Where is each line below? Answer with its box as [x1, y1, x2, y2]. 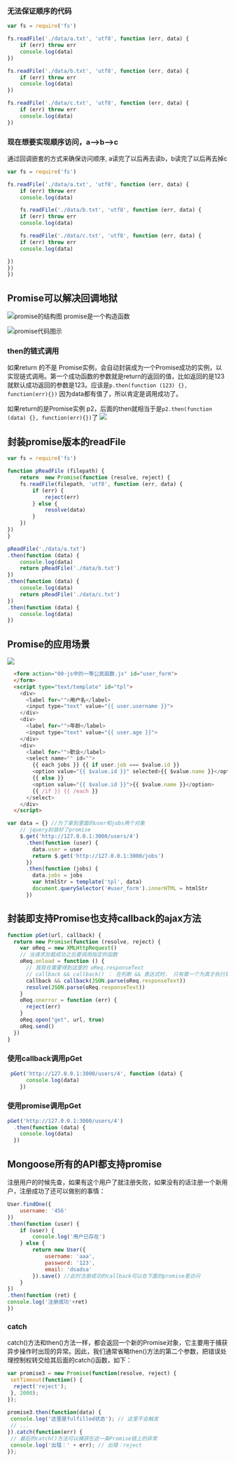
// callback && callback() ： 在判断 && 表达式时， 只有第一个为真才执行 [25, 971, 225, 978]
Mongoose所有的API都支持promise [7, 1158, 162, 1170]
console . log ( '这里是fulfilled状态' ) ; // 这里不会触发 [10, 1416, 159, 1423]
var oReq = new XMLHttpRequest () [20, 945, 117, 952]
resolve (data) [44, 507, 86, 514]
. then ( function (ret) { [7, 1292, 77, 1299]
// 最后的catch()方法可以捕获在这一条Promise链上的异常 [10, 1435, 157, 1442]
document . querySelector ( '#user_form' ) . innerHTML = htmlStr [32, 885, 208, 892]
